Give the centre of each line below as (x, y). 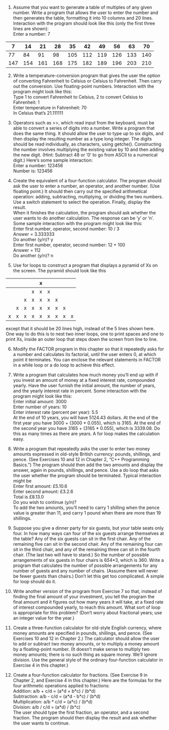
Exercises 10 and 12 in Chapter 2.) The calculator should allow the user (86, 638)
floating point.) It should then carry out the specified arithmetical (80, 191)
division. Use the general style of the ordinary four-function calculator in (88, 660)
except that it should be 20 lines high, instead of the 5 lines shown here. (80, 328)
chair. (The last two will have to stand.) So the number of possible (81, 555)
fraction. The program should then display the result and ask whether (85, 718)
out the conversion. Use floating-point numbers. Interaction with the (83, 86)
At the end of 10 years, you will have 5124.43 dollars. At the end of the (86, 418)
